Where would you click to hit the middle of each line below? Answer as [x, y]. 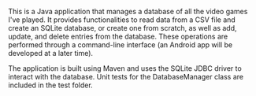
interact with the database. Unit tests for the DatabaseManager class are [126, 77]
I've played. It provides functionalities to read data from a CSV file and [122, 20]
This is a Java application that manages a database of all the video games [128, 11]
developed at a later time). [50, 53]
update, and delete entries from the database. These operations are [118, 36]
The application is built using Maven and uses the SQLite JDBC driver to [125, 68]
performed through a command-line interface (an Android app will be [121, 45]
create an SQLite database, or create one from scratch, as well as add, [123, 28]
